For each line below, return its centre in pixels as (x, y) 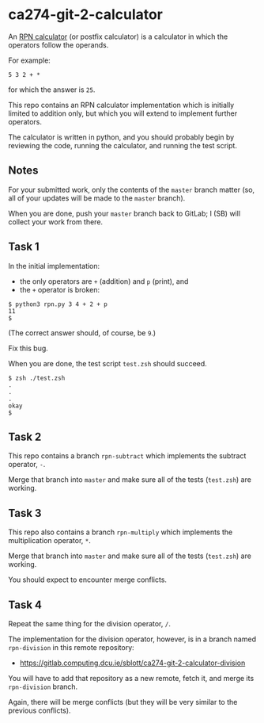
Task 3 (25, 513)
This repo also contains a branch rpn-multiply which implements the (121, 532)
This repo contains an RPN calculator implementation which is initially (121, 105)
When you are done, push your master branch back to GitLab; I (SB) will (124, 213)
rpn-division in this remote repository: (71, 647)
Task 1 (24, 247)
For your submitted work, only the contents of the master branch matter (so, (132, 189)
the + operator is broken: (60, 289)
